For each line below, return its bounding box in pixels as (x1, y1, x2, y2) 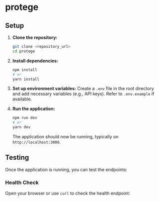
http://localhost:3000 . (12, 139, 61, 145)
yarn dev (12, 125, 31, 130)
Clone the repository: (12, 34, 58, 40)
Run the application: (12, 106, 56, 112)
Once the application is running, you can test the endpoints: (5, 166, 128, 173)
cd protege (12, 49, 35, 54)
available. (12, 96, 32, 102)
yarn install (12, 77, 40, 82)
